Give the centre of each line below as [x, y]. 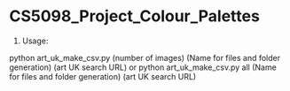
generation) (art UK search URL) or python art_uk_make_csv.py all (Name [143, 67]
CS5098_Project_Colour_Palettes [134, 16]
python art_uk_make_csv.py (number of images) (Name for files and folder [145, 57]
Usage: [35, 41]
